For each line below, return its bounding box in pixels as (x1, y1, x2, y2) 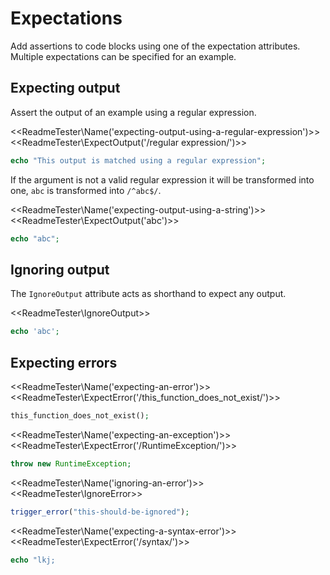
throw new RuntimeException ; (10, 458, 132, 469)
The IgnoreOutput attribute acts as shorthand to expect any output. (10, 288, 287, 300)
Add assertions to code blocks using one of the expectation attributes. (10, 40, 301, 52)
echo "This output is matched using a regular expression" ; (10, 155, 267, 166)
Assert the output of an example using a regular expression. (10, 106, 257, 118)
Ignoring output (10, 261, 110, 278)
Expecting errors (10, 354, 118, 371)
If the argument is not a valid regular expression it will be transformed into (10, 173, 315, 186)
